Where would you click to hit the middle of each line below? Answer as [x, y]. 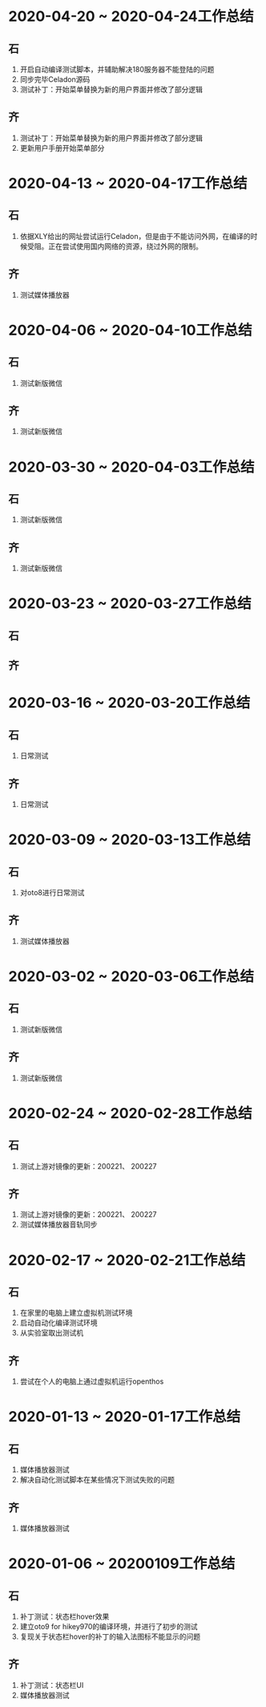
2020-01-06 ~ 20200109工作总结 [122, 1564]
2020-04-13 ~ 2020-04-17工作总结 [128, 183]
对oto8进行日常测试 [52, 893]
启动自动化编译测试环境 [58, 1323]
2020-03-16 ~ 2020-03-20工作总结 [129, 703]
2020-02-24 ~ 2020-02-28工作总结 [130, 1113]
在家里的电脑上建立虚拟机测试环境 [76, 1313]
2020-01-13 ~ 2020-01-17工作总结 [125, 1417]
